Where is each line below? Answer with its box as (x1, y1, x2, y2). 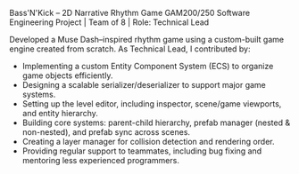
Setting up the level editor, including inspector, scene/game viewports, (21, 99, 282, 109)
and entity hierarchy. (21, 108, 98, 118)
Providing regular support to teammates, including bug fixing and (21, 146, 262, 156)
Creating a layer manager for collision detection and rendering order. (21, 137, 275, 146)
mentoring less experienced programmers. (21, 155, 180, 165)
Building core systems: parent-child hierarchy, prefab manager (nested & (21, 117, 291, 128)
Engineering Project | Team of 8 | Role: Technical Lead (9, 17, 210, 28)
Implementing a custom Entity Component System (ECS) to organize (21, 61, 274, 71)
